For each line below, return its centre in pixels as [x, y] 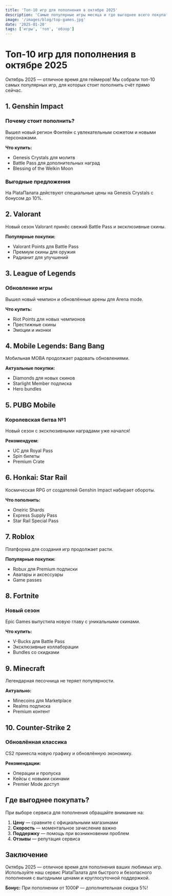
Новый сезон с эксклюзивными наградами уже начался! [68, 431]
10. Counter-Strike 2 [38, 728]
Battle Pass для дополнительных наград [56, 163]
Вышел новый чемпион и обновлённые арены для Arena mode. [74, 299]
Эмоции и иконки [32, 330]
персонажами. [21, 137]
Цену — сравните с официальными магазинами [66, 822]
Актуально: [18, 691]
